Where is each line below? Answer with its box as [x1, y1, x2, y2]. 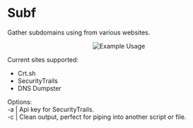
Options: [7, 97, 33, 106]
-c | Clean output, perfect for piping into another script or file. [7, 113, 187, 121]
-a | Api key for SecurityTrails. [7, 105, 94, 113]
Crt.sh [17, 69, 36, 77]
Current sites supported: [7, 55, 79, 64]
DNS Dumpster [17, 84, 62, 92]
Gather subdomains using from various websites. [7, 28, 151, 37]
